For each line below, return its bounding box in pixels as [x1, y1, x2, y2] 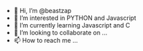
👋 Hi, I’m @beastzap [13, 7, 72, 14]
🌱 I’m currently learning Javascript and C [13, 21, 131, 29]
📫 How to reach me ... [13, 37, 78, 44]
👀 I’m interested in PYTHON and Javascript [13, 14, 137, 22]
